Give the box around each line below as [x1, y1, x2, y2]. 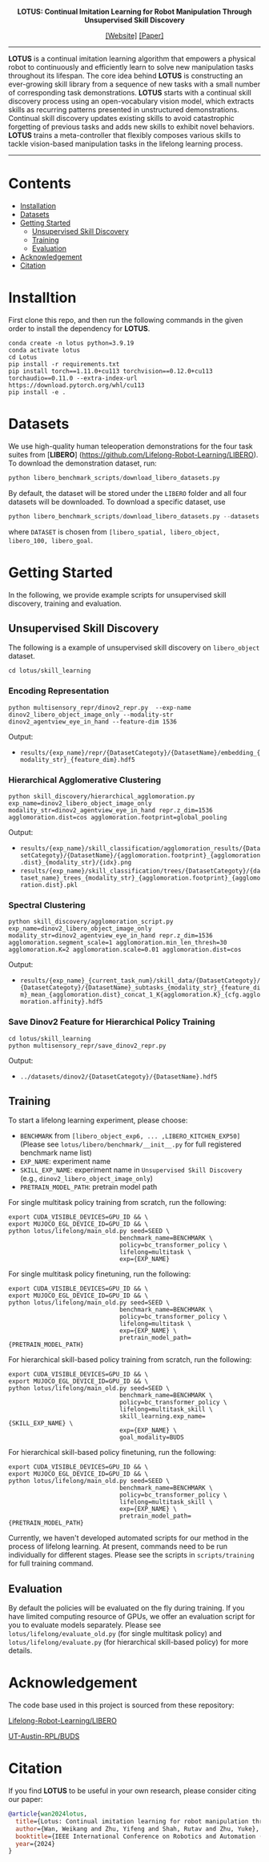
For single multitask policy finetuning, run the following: [8, 1269, 191, 1279]
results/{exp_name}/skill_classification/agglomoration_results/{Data [19, 844, 261, 852]
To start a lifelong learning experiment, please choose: [8, 1115, 188, 1125]
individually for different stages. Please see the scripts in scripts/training [8, 1550, 255, 1560]
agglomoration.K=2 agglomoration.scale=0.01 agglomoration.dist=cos [8, 945, 242, 954]
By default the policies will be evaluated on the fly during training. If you [8, 1603, 246, 1613]
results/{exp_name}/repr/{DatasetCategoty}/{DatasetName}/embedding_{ [19, 748, 261, 756]
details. [8, 1646, 33, 1655]
